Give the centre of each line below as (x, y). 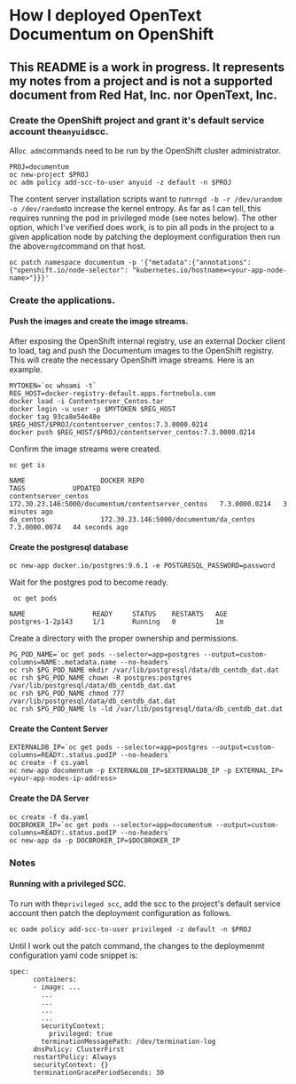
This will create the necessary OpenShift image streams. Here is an (132, 360)
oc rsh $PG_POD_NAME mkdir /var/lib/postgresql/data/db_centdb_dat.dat (144, 670)
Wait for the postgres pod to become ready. (89, 582)
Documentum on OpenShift (112, 34)
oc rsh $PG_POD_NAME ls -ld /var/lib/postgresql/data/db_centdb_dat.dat (146, 709)
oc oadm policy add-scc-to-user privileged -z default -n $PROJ (130, 929)
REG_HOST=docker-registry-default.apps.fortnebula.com (113, 394)
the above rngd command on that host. (78, 246)
